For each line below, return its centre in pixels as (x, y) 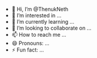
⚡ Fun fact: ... (28, 50)
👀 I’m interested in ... (36, 15)
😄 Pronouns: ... (31, 43)
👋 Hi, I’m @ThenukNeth (40, 9)
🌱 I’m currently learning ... (43, 22)
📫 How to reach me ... (39, 35)
